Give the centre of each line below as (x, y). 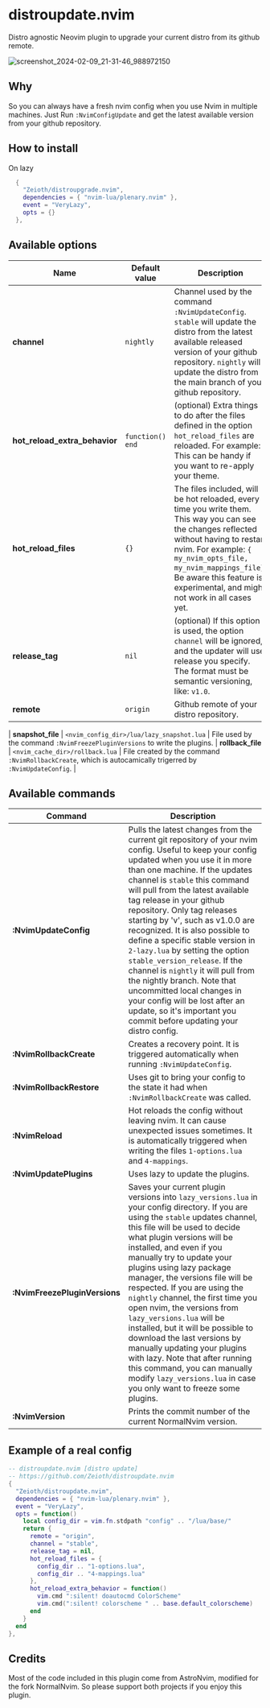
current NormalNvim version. (183, 1421)
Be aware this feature (214, 577)
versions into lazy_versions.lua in (193, 1197)
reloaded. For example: (217, 445)
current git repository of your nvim (193, 840)
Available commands (62, 794)
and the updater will (211, 651)
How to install (43, 149)
